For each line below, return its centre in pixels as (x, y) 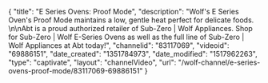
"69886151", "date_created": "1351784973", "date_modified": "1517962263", (133, 54)
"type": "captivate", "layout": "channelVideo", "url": (92, 62)
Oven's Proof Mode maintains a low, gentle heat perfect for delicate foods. (131, 20)
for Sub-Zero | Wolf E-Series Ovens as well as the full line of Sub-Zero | (126, 37)
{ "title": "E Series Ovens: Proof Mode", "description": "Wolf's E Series (124, 12)
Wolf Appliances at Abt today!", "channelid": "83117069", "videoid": (119, 45)
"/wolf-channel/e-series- (219, 62)
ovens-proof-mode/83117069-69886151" (76, 71)
